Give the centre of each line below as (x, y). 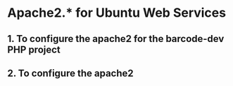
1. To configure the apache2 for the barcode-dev (116, 39)
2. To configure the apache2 (70, 73)
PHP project (34, 49)
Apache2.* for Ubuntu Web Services (117, 13)
